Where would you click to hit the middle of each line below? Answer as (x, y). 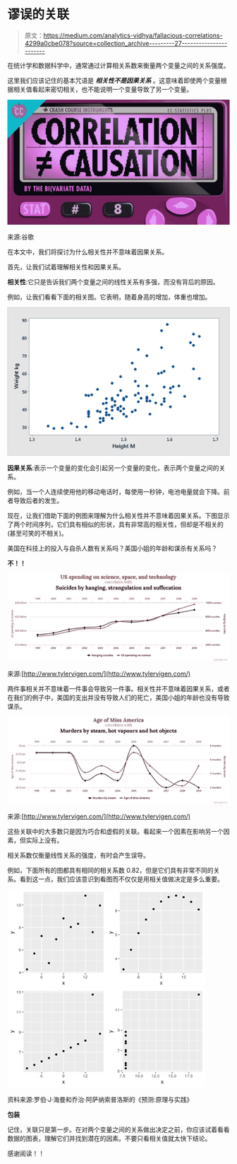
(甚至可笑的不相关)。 (38, 534)
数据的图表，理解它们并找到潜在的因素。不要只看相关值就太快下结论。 (109, 1139)
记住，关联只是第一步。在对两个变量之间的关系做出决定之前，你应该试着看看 (119, 1130)
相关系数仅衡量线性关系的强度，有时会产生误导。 (78, 855)
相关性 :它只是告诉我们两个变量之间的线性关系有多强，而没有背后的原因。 (114, 282)
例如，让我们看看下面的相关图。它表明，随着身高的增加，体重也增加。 (109, 297)
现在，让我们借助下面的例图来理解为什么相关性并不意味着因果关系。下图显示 (119, 516)
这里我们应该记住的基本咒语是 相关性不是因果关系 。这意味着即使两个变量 (114, 80)
